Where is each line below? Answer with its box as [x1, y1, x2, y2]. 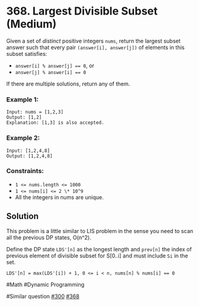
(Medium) [6, 17, 57, 31]
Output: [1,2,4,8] [6, 153, 53, 159]
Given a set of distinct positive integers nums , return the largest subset [6, 37, 181, 44]
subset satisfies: [6, 50, 47, 57]
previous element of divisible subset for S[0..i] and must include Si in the [6, 252, 188, 259]
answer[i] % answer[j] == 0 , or [15, 62, 95, 69]
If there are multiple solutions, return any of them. [6, 80, 130, 87]
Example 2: [6, 134, 40, 142]
